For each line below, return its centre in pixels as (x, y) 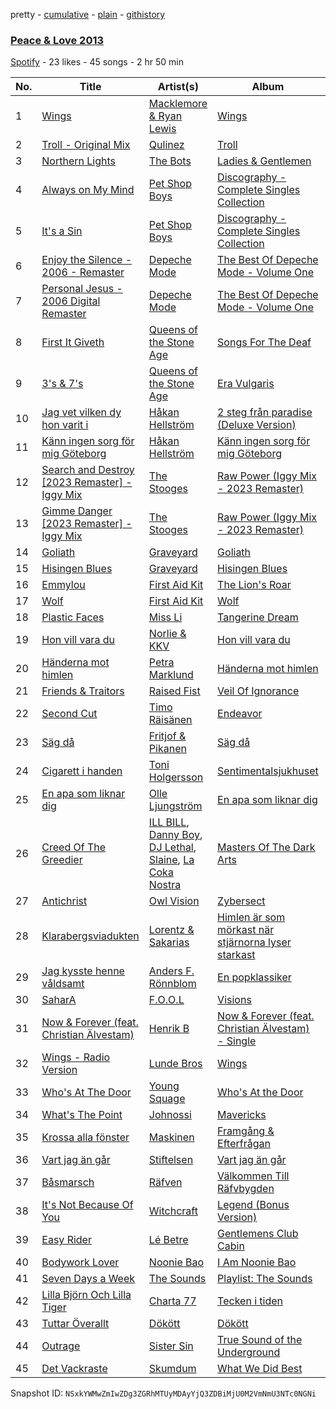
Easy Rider (66, 1240)
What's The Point (82, 1115)
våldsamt (63, 984)
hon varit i (65, 425)
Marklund (171, 675)
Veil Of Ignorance (258, 691)
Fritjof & (167, 736)
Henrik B (169, 1029)
